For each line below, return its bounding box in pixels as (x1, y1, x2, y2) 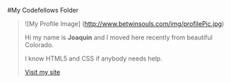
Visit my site (24, 68, 61, 76)
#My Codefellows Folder (7, 6, 79, 14)
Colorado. (24, 41, 54, 49)
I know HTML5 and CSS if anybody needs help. (24, 54, 162, 63)
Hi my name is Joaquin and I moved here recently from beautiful (24, 33, 213, 41)
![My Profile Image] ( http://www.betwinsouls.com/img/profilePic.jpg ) (24, 20, 225, 27)
